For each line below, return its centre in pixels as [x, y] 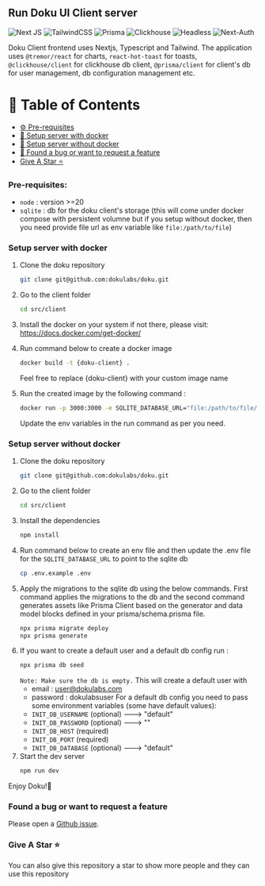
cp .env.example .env [55, 573]
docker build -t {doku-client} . [75, 363]
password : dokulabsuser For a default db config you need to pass [140, 697]
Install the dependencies [60, 520]
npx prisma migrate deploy [64, 628]
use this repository [39, 873]
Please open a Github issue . [54, 824]
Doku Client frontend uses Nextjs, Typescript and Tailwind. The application [130, 48]
